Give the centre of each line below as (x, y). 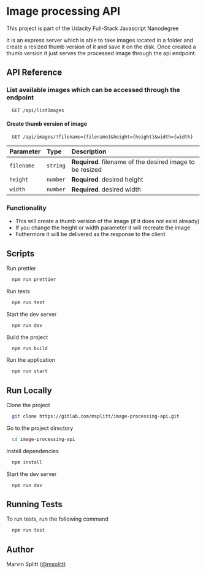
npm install (27, 462)
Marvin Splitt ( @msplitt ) (36, 564)
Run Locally (29, 390)
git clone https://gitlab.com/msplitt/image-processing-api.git (96, 416)
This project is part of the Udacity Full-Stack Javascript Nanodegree (93, 28)
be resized (87, 169)
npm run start (30, 371)
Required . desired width (106, 189)
